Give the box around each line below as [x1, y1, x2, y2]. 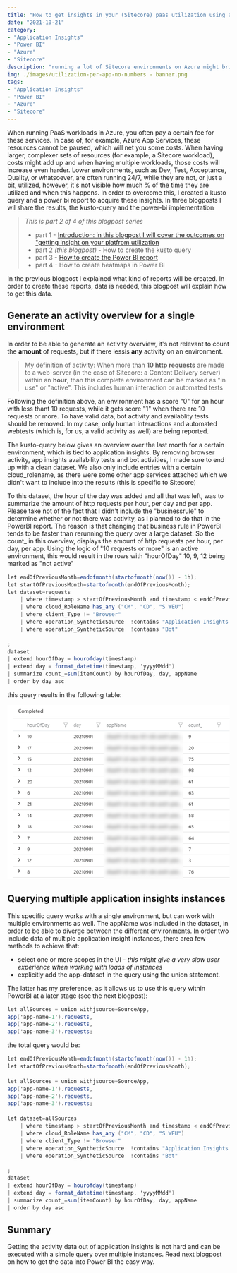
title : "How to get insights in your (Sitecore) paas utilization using [7, 11, 226, 18]
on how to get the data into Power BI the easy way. [7, 1257, 155, 1266]
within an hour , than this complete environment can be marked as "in [24, 375, 226, 384]
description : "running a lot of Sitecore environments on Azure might [7, 64, 219, 71]
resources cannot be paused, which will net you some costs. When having [7, 143, 224, 152]
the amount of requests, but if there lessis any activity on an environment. [7, 346, 224, 356]
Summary [7, 1224, 51, 1236]
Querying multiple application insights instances [7, 893, 226, 905]
